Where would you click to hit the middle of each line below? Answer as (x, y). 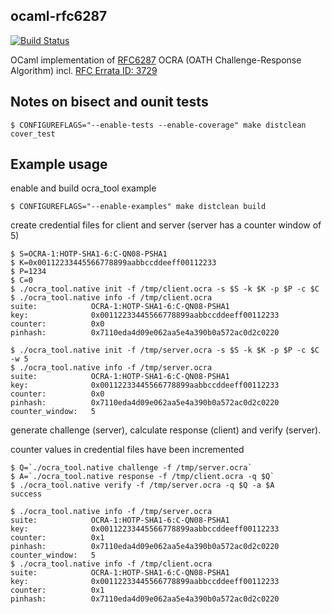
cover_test (33, 134)
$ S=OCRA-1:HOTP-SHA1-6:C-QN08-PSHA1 (89, 254)
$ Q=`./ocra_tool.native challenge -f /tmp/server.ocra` (131, 468)
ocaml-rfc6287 (59, 16)
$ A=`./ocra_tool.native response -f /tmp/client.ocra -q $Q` (142, 477)
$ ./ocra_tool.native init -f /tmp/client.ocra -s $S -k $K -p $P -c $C (165, 289)
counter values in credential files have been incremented (127, 450)
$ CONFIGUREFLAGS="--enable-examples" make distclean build (138, 207)
